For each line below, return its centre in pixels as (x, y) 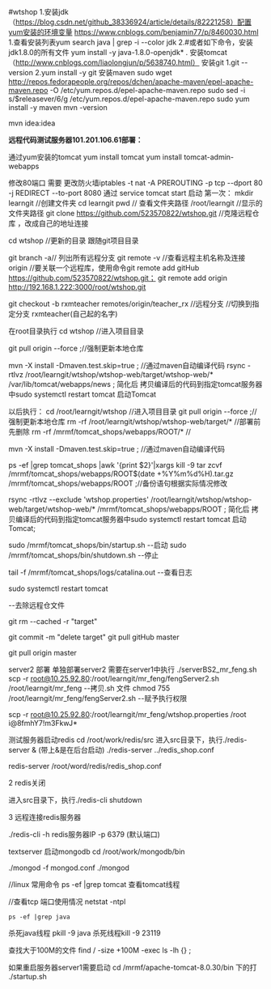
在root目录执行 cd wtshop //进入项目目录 (76, 331)
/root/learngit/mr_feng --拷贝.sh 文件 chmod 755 (89, 688)
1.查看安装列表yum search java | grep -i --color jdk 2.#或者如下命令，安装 (131, 42)
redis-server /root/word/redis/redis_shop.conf (85, 766)
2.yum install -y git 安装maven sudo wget (104, 72)
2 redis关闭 (27, 783)
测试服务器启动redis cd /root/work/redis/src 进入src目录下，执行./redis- (128, 740)
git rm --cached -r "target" (53, 621)
